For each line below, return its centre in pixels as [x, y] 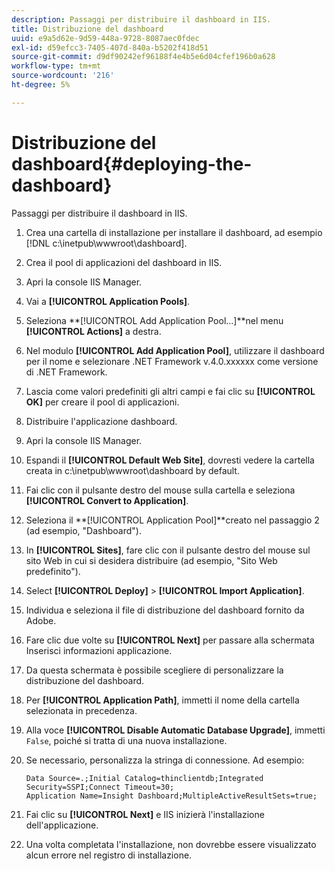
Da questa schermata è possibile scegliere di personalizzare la [154, 670]
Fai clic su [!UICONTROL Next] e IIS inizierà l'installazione [145, 814]
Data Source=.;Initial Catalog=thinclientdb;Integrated [144, 778]
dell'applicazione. [62, 825]
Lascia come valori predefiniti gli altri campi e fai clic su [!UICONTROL [170, 391]
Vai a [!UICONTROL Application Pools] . [108, 301]
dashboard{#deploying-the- [132, 163]
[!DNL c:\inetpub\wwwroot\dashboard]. [106, 243]
